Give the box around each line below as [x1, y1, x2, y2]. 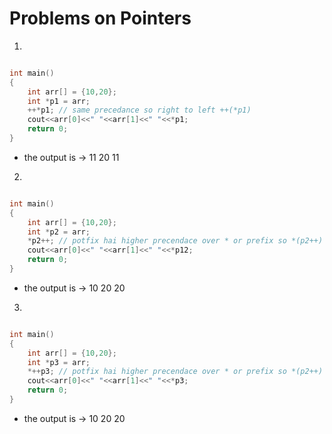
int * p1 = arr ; [27, 96, 91, 106]
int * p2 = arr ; [27, 227, 91, 237]
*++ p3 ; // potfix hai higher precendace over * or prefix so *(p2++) [27, 367, 324, 377]
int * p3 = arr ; [27, 357, 91, 367]
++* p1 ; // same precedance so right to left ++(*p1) [27, 105, 252, 116]
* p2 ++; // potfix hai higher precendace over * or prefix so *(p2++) [27, 236, 324, 246]
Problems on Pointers [9, 7, 192, 30]
